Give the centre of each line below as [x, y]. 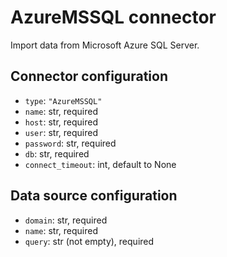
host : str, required [61, 122]
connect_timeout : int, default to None [100, 164]
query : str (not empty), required [89, 241]
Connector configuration [89, 76]
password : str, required [70, 143]
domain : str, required [66, 220]
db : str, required [57, 153]
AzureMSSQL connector [113, 17]
